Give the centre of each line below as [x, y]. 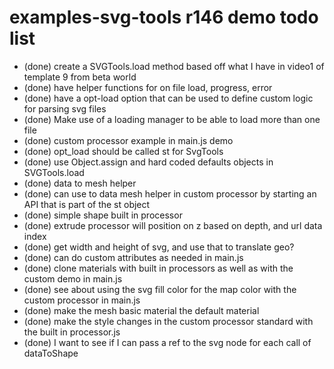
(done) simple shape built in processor [103, 215]
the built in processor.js [72, 332]
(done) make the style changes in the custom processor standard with [168, 321]
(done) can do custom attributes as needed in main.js [133, 257]
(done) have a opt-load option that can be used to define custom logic [168, 98]
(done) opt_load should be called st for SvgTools [123, 151]
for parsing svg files [65, 108]
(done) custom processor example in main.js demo [128, 140]
